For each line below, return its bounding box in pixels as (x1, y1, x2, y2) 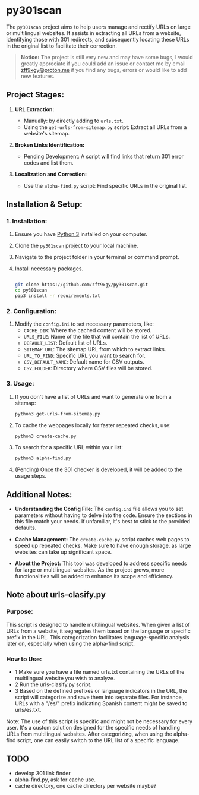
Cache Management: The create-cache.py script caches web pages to (14, 536, 189, 543)
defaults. (14, 524, 37, 532)
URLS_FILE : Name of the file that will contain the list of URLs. (23, 333, 170, 340)
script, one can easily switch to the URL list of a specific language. (17, 737, 180, 744)
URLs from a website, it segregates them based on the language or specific (6, 627, 191, 635)
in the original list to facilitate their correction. (6, 42, 118, 49)
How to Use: (6, 655, 42, 663)
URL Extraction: (14, 105, 55, 113)
